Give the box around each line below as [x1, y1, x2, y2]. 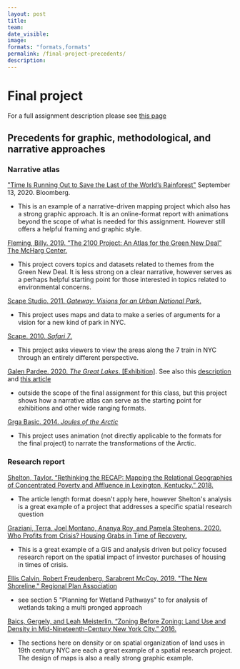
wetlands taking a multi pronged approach [17, 603, 143, 611]
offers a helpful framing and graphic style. [17, 225, 142, 233]
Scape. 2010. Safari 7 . [7, 332, 73, 341]
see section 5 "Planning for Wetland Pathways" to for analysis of [17, 595, 209, 604]
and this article [7, 375, 51, 383]
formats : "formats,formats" [7, 44, 91, 51]
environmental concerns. [17, 283, 91, 291]
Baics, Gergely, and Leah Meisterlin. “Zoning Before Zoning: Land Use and [7, 617, 226, 625]
